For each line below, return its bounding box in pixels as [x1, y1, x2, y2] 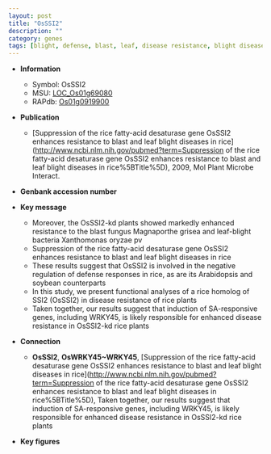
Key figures [19, 437, 60, 447]
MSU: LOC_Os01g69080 [31, 88, 113, 98]
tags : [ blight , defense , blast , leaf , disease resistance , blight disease [8, 42, 265, 50]
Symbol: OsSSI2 [31, 80, 86, 90]
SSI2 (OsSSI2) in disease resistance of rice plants [31, 296, 198, 305]
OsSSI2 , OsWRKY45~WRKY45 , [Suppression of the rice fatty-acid [31, 352, 256, 362]
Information [19, 64, 61, 74]
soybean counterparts [31, 278, 106, 288]
